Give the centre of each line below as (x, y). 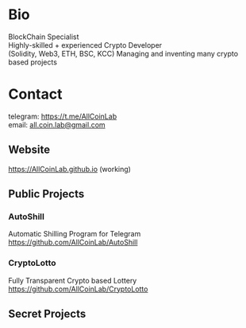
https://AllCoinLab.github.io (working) (69, 169)
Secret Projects (47, 314)
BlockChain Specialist (44, 37)
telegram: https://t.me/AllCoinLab (63, 116)
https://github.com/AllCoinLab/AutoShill (73, 242)
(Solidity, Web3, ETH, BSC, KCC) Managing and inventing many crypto (123, 53)
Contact (35, 94)
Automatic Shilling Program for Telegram (75, 234)
